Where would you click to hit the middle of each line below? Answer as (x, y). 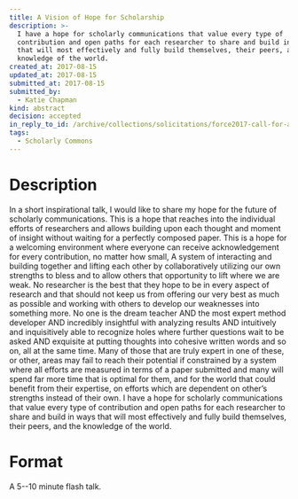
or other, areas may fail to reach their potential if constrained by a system (143, 360)
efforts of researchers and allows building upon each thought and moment (145, 228)
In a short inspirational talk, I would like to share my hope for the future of (143, 209)
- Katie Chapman (47, 100)
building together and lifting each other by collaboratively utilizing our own (145, 266)
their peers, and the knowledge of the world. (90, 425)
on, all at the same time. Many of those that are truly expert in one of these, (147, 350)
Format (36, 461)
